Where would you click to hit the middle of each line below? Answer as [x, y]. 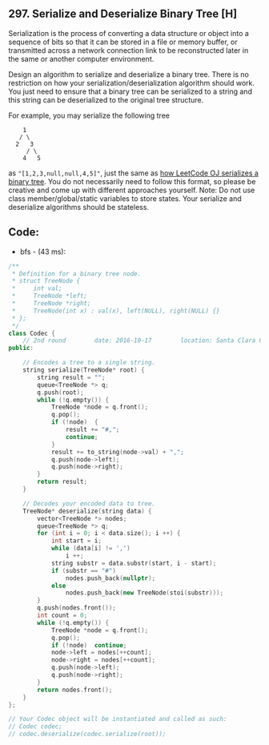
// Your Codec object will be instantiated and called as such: [118, 719]
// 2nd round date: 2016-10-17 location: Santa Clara [139, 340]
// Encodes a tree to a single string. [89, 363]
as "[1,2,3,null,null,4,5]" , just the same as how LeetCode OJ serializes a [133, 173]
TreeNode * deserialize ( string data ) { [87, 511]
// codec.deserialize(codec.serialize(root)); [87, 734]
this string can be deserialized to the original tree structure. [106, 99]
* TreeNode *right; [51, 304]
